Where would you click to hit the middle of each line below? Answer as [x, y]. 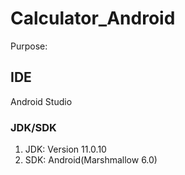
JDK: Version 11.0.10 [65, 149]
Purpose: [29, 46]
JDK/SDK [33, 127]
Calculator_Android [93, 18]
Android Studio [41, 101]
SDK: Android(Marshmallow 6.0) [91, 160]
